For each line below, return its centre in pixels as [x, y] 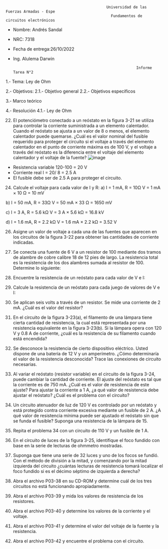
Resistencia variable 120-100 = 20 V [50, 167]
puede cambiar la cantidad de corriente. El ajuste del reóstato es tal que [87, 379]
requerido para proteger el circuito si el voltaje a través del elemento [83, 142]
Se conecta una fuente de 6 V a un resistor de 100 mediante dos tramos [87, 252]
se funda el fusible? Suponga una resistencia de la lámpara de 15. [80, 421]
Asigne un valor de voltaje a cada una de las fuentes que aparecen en [85, 232]
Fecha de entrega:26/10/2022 [43, 49]
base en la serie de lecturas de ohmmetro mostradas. [68, 446]
